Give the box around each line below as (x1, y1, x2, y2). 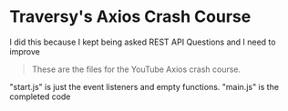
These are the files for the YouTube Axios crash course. (31, 64, 242, 75)
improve (9, 45, 41, 56)
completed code (9, 91, 71, 102)
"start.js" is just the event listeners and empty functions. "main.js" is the (9, 81, 280, 92)
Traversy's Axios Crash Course (9, 6, 252, 27)
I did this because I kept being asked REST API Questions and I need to (9, 36, 276, 47)
